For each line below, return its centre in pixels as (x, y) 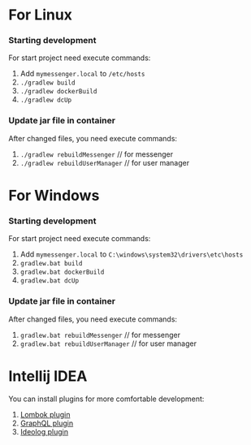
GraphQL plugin (47, 423)
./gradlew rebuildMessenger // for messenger (96, 154)
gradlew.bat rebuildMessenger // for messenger (100, 335)
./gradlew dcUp (46, 100)
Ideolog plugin (44, 431)
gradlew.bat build (51, 264)
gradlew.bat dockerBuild (62, 272)
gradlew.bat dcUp (50, 281)
